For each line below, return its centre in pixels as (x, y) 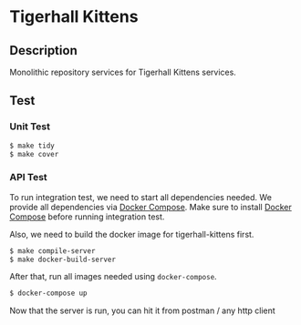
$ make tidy (32, 146)
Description (43, 51)
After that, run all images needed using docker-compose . (113, 277)
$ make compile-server (52, 251)
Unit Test (30, 127)
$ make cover (34, 154)
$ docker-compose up (49, 293)
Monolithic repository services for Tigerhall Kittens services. (123, 72)
